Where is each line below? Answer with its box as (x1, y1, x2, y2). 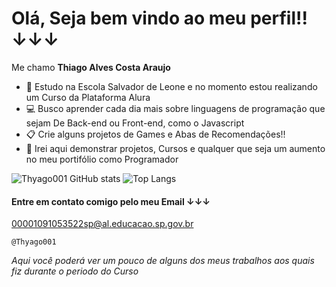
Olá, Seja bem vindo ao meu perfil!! (11, 7, 308, 30)
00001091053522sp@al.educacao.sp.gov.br (11, 218, 194, 230)
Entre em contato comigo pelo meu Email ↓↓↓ (11, 195, 211, 207)
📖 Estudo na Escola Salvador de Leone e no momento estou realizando (25, 80, 318, 92)
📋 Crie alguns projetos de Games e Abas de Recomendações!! (25, 128, 286, 140)
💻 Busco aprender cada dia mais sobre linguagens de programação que (25, 102, 326, 114)
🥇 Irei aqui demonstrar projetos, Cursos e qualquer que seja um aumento (25, 142, 326, 154)
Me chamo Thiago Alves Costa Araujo (11, 61, 171, 73)
